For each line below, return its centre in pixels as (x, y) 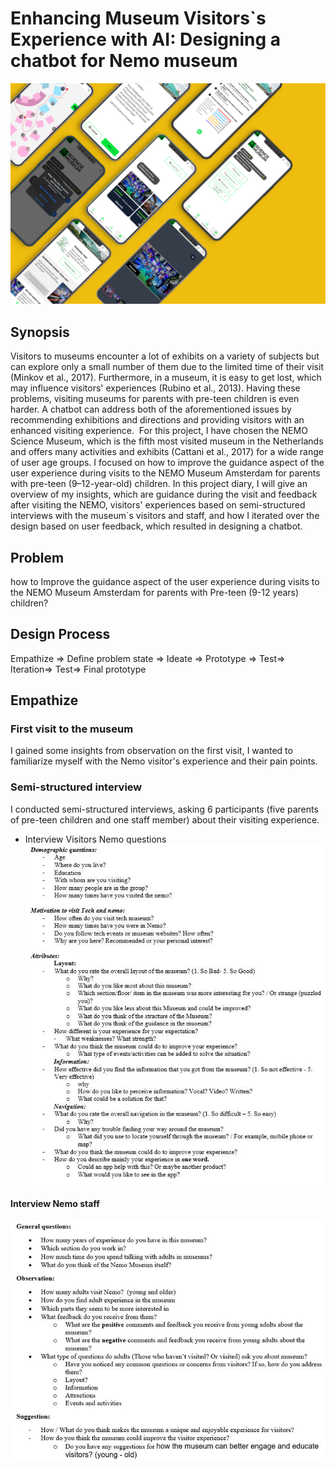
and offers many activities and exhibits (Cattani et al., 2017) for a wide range (167, 452)
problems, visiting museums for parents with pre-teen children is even (155, 399)
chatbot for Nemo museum (124, 61)
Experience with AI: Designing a (146, 39)
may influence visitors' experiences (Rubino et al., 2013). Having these (155, 388)
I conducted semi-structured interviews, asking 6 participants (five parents (164, 809)
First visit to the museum (72, 729)
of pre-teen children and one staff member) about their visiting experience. (165, 819)
